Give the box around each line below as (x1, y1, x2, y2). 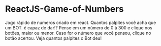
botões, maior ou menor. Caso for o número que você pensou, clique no (5, 30, 151, 36)
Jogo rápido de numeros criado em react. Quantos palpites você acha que (5, 20, 156, 25)
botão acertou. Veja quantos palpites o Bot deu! (5, 35, 102, 41)
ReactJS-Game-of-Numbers (5, 3, 124, 15)
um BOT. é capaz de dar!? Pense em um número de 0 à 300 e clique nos (5, 24, 153, 30)
